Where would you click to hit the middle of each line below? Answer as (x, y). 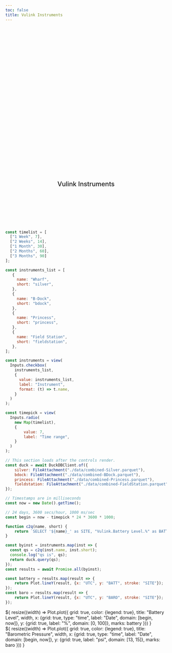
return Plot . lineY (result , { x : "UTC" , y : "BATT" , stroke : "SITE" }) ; (89, 583)
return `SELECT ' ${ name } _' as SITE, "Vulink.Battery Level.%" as (86, 531)
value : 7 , (34, 432)
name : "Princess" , (36, 318)
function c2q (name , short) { (36, 527)
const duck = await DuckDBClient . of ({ (47, 465)
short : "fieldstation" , (42, 342)
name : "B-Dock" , (34, 299)
